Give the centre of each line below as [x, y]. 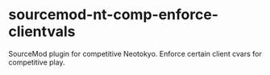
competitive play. [37, 62]
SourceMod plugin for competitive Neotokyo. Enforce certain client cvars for [135, 53]
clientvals [42, 32]
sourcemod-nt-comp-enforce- [114, 15]
